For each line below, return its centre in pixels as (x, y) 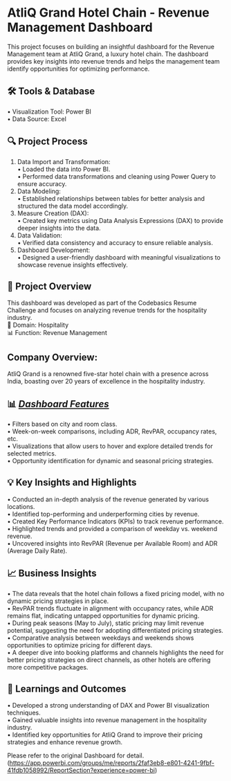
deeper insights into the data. (59, 228)
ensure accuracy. (42, 183)
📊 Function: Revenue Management (57, 333)
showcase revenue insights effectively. (72, 264)
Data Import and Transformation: (64, 161)
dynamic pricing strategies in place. (58, 601)
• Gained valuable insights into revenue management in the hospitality (107, 720)
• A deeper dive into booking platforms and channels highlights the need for (115, 652)
